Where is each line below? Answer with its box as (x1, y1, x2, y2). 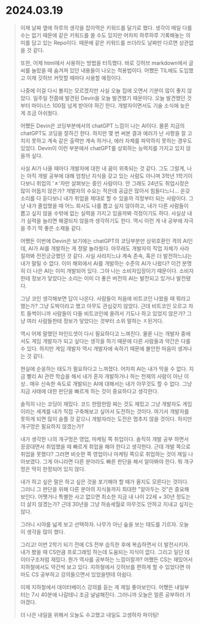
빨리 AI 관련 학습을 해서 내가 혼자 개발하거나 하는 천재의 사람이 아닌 (26, 372, 183, 380)
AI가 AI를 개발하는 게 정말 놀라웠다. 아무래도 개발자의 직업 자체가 (28, 245, 179, 252)
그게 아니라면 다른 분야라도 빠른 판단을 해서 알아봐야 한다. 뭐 (42, 458, 183, 465)
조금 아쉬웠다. (26, 109, 59, 117)
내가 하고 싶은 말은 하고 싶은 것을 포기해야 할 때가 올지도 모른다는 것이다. (20, 478, 189, 485)
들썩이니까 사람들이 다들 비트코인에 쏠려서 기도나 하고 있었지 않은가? (26, 309, 186, 317)
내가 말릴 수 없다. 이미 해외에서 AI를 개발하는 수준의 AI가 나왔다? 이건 (20, 260, 181, 267)
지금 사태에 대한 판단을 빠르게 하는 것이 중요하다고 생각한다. (20, 387, 159, 395)
